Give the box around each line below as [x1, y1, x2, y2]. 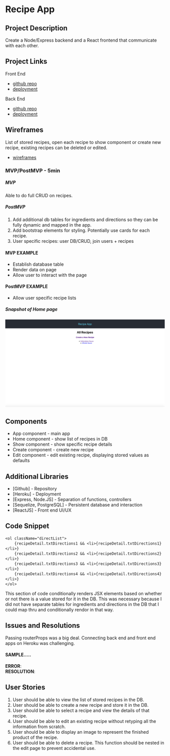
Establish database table [12, 261, 64, 267]
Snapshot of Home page [5, 306, 58, 312]
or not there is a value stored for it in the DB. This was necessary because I [5, 596, 162, 602]
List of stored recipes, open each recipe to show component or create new [5, 139, 161, 145]
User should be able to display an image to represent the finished [12, 729, 149, 735]
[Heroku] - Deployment [12, 491, 61, 497]
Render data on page [12, 266, 57, 272]
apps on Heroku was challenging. [5, 640, 75, 646]
